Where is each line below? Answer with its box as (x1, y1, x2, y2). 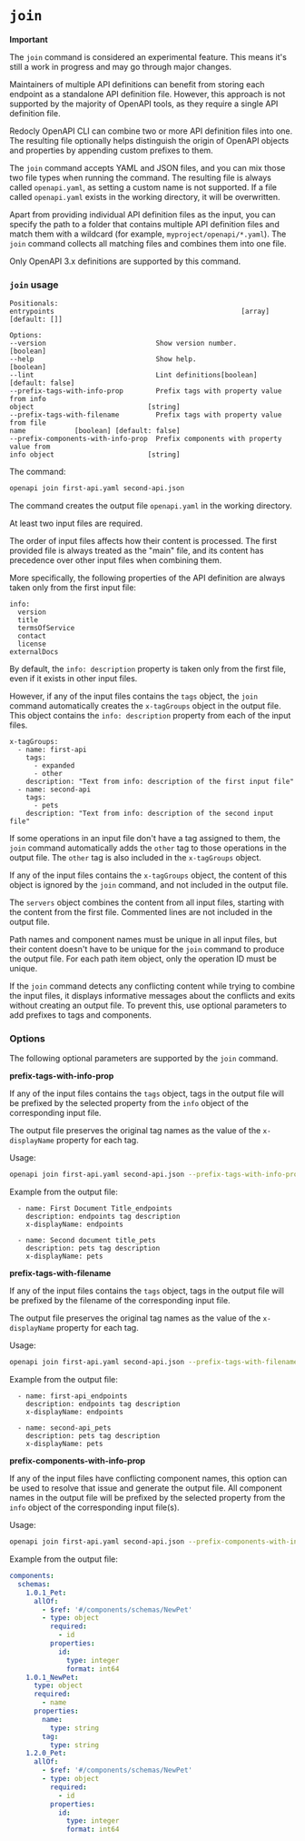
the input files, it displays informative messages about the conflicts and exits (9, 991, 296, 1001)
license (17, 639, 47, 649)
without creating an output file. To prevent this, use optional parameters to (9, 1000, 288, 1011)
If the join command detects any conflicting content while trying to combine (9, 981, 295, 991)
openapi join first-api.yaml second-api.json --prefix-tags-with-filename (9, 1358, 299, 1367)
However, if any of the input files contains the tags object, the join (9, 690, 259, 702)
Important (9, 34, 48, 45)
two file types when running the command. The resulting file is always (9, 172, 272, 183)
